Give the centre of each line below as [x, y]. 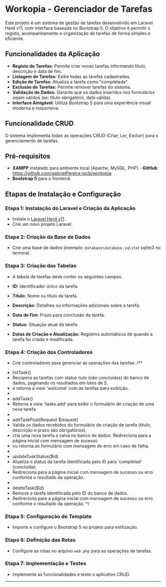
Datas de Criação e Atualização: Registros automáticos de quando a [83, 334]
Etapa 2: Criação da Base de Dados [48, 237]
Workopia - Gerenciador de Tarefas [79, 9]
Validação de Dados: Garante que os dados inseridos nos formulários [83, 92]
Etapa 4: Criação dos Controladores [49, 352]
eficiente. [15, 39]
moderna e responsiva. [36, 108]
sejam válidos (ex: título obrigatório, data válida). [62, 97]
